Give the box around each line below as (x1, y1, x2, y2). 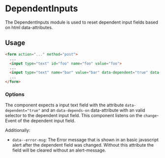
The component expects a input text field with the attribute (5, 102, 124, 108)
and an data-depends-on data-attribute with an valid (41, 107, 145, 113)
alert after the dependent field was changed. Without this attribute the (12, 142, 154, 148)
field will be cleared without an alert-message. (12, 147, 107, 153)
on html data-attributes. (5, 24, 53, 30)
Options (5, 91, 25, 97)
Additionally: (5, 127, 30, 133)
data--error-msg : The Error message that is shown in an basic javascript (12, 137, 159, 143)
